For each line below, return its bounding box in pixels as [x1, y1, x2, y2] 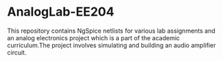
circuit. [7, 48, 27, 57]
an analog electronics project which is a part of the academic [7, 33, 180, 42]
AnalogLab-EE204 [7, 4, 115, 20]
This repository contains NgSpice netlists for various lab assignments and [7, 27, 216, 35]
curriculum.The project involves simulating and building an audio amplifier [7, 41, 216, 49]
